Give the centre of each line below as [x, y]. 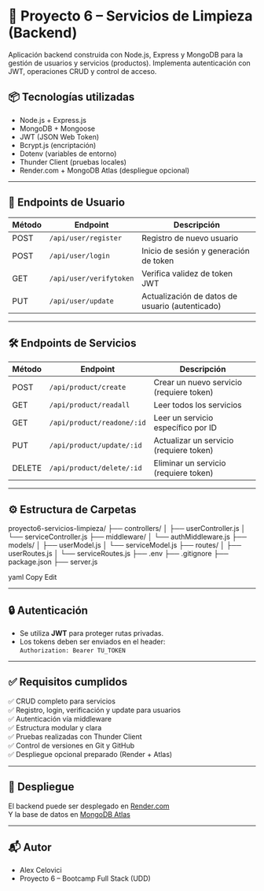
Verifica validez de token [187, 273]
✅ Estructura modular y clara [55, 727]
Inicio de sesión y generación [195, 251]
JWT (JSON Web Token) [59, 136]
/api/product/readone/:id [98, 423]
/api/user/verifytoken [92, 278]
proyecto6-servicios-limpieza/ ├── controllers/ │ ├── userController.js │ [127, 529]
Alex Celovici [40, 871]
